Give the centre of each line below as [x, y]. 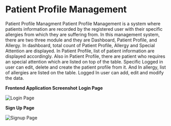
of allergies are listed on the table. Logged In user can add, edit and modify [84, 72]
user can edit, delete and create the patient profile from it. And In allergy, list [86, 67]
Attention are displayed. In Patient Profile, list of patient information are [80, 51]
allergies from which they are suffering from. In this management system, [83, 34]
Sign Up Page [20, 108]
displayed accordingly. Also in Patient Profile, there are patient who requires [85, 56]
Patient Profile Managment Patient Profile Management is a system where [83, 24]
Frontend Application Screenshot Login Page [54, 88]
